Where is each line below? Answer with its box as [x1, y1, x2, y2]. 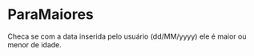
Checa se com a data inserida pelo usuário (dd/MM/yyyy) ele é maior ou [7, 32, 247, 41]
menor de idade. [7, 39, 62, 49]
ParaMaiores [7, 6, 94, 24]
